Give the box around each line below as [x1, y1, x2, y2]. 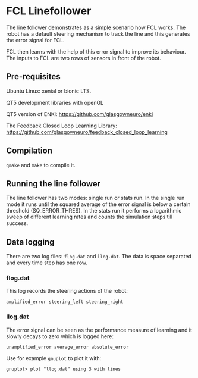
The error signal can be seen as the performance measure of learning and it [6, 326, 192, 333]
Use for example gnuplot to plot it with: [6, 354, 102, 361]
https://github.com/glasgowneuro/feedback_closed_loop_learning [6, 128, 168, 135]
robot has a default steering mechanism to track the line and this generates [6, 30, 190, 37]
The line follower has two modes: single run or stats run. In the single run [6, 195, 185, 202]
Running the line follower [6, 179, 101, 189]
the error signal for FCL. [6, 36, 65, 43]
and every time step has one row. [6, 259, 88, 266]
